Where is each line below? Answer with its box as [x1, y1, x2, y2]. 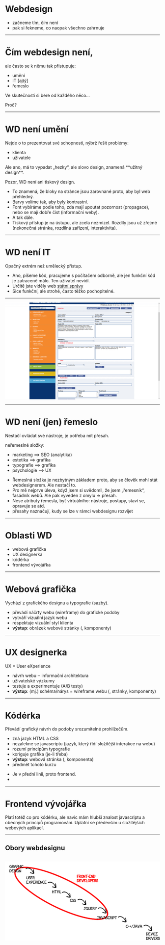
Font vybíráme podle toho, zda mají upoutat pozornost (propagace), [12, 204, 150, 210]
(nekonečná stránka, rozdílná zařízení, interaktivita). [12, 225, 117, 231]
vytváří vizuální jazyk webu [12, 615, 67, 621]
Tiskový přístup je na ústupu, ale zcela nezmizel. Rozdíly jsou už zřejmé [12, 219, 157, 225]
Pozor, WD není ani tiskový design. [5, 179, 75, 185]
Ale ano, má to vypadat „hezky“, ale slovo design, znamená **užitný [5, 164, 142, 170]
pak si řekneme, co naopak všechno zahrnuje [12, 25, 105, 30]
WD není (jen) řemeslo [5, 416, 98, 428]
